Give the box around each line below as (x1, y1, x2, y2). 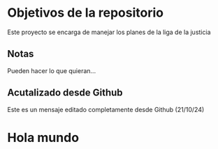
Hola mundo (7, 130, 79, 146)
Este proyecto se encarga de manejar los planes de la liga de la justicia (7, 28, 211, 36)
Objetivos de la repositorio (7, 5, 164, 21)
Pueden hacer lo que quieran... (7, 66, 96, 74)
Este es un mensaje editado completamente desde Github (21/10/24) (7, 105, 205, 113)
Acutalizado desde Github (7, 87, 124, 99)
